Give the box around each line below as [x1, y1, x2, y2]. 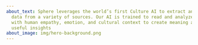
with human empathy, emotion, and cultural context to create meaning [11, 19, 189, 25]
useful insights [11, 25, 51, 31]
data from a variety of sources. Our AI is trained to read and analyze [11, 14, 194, 20]
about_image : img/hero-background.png [6, 30, 101, 36]
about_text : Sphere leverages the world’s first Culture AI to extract [6, 8, 186, 15]
